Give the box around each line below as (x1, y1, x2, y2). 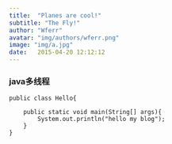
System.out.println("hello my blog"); (37, 116, 166, 123)
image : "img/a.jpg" (9, 41, 74, 49)
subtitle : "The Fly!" (9, 19, 81, 27)
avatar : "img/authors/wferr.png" (9, 33, 120, 42)
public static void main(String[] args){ (23, 108, 162, 116)
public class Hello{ (9, 94, 78, 103)
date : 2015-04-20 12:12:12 (9, 48, 105, 56)
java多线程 (9, 76, 50, 87)
